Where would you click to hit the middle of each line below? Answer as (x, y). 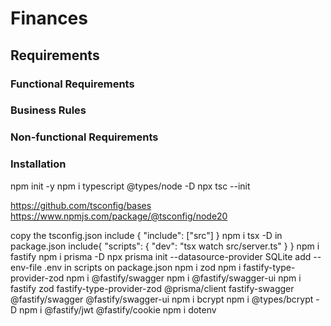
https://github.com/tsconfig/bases (81, 205)
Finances (49, 18)
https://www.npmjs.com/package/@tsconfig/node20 (119, 216)
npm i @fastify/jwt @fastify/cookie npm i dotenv (118, 309)
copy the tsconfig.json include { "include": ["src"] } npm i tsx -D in (146, 235)
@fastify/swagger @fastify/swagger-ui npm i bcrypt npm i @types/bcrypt (162, 299)
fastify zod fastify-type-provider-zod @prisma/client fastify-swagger (152, 288)
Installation (38, 164)
